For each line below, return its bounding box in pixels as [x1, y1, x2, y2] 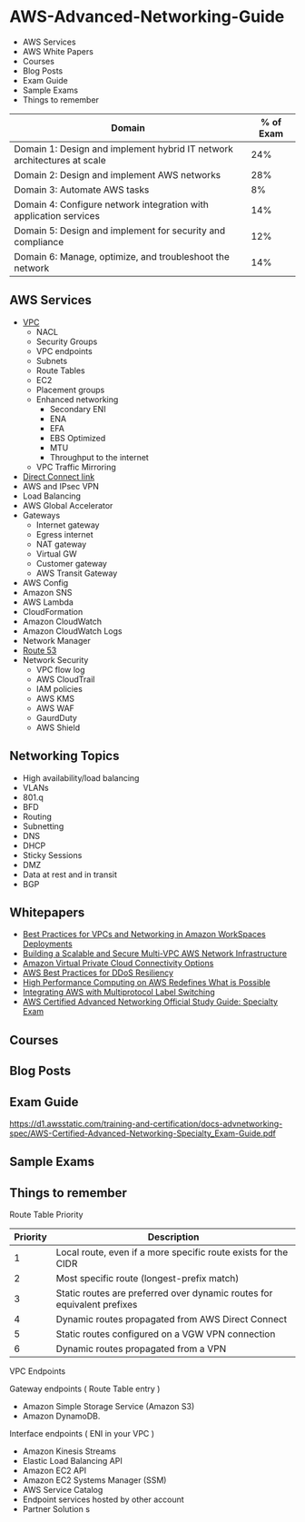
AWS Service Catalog [22, 1485, 103, 1496]
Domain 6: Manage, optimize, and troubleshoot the [14, 250, 230, 262]
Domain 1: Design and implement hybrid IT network [14, 143, 234, 155]
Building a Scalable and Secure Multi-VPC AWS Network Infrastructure [22, 948, 288, 959]
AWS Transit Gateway [35, 568, 118, 578]
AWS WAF [35, 702, 75, 714]
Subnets [35, 355, 68, 366]
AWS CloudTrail [35, 674, 95, 685]
